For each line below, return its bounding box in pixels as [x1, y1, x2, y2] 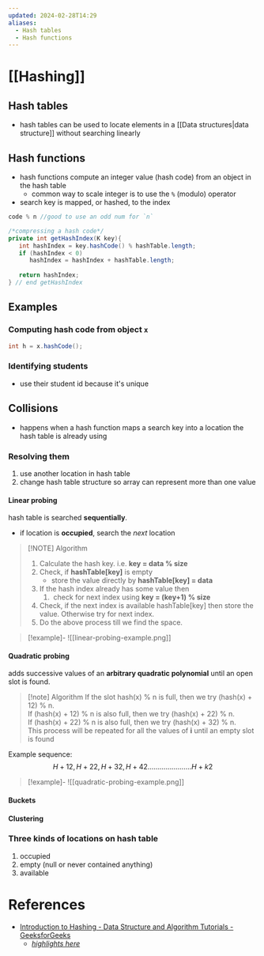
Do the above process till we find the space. [39, 618, 183, 627]
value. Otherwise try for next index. [39, 610, 155, 619]
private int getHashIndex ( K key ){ [8, 234, 123, 242]
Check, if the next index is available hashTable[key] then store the [39, 601, 255, 610]
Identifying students [8, 361, 89, 372]
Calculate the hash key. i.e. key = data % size [39, 559, 188, 569]
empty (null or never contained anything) [19, 860, 153, 869]
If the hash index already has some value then [39, 584, 190, 594]
